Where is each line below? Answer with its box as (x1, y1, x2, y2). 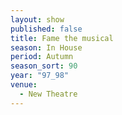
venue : (10, 80, 38, 90)
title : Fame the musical (10, 33, 114, 43)
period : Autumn (10, 52, 74, 62)
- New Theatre (19, 89, 78, 99)
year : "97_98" (10, 71, 70, 81)
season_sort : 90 (10, 61, 78, 71)
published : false (10, 24, 83, 34)
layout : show (10, 14, 65, 25)
